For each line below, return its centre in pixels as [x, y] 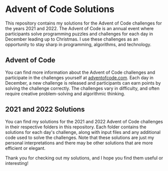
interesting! [17, 163]
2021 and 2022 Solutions [45, 110]
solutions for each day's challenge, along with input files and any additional [83, 132]
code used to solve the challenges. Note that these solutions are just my [80, 137]
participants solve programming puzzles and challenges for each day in [79, 34]
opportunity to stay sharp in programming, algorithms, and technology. [78, 44]
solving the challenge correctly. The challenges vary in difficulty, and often [82, 88]
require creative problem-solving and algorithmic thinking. [65, 93]
